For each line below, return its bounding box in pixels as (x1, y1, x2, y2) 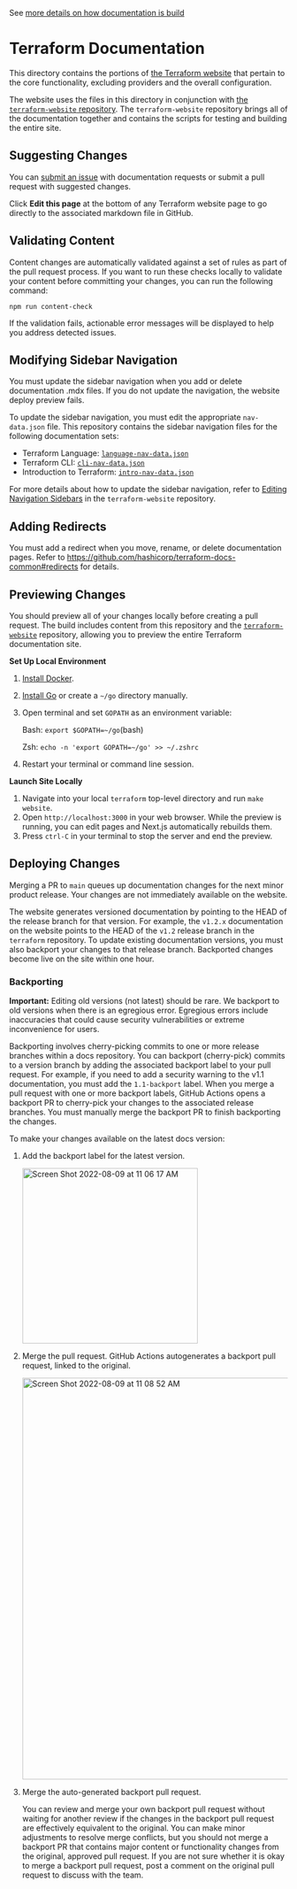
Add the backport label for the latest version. (21, 1151, 186, 1161)
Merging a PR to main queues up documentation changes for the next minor (9, 880, 285, 891)
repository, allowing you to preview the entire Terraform (39, 629, 242, 640)
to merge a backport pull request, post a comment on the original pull (21, 1861, 275, 1871)
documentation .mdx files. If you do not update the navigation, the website (9, 385, 280, 397)
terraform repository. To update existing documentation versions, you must (9, 934, 284, 945)
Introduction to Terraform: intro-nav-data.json (21, 466, 194, 477)
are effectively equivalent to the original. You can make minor (21, 1823, 246, 1833)
